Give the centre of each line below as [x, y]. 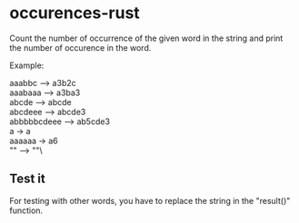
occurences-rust [75, 13]
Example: [27, 65]
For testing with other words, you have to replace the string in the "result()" [150, 200]
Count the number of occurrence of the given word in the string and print [146, 38]
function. [26, 210]
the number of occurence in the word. [80, 47]
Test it [27, 179]
